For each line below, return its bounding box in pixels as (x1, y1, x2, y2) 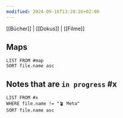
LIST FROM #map (6, 58, 44, 64)
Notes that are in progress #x (6, 79, 117, 89)
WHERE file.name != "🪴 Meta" (6, 101, 80, 107)
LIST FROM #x (6, 95, 39, 101)
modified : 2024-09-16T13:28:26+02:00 (6, 8, 100, 15)
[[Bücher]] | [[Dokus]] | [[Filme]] (6, 25, 85, 32)
